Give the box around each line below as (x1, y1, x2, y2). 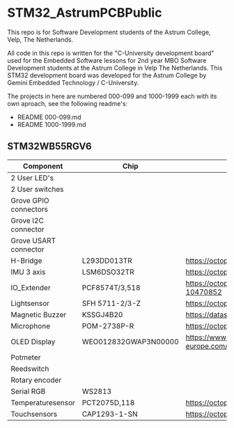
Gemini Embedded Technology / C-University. (7, 78, 139, 86)
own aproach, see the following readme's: (7, 99, 127, 107)
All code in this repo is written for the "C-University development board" (7, 49, 214, 57)
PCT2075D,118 (81, 397, 135, 407)
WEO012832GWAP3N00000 (81, 337, 179, 346)
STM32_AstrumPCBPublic (7, 5, 162, 21)
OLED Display (10, 337, 56, 346)
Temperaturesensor (10, 397, 75, 407)
